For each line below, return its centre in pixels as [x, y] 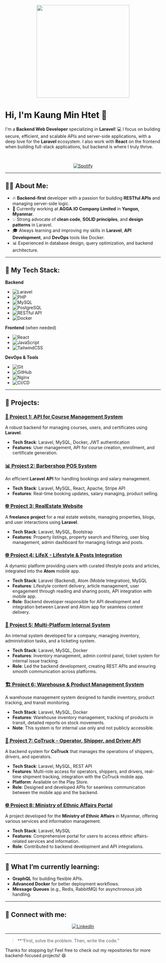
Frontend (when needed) [31, 328]
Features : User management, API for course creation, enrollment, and [83, 448]
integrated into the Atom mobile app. [43, 571]
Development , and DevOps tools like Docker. [58, 237]
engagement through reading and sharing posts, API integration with [82, 591]
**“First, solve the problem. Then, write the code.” [68, 940]
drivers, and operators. [28, 757]
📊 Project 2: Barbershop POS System [51, 466]
